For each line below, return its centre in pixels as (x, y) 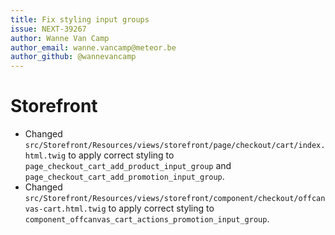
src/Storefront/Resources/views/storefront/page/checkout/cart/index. (175, 146)
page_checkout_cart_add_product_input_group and (128, 166)
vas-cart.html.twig (65, 209)
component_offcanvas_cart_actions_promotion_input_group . (147, 219)
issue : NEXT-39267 (48, 29)
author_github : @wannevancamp (73, 57)
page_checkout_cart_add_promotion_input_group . (124, 177)
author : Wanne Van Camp (60, 38)
